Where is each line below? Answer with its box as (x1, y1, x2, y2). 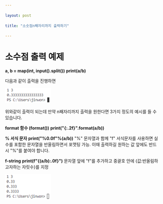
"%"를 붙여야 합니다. (10, 148, 50, 153)
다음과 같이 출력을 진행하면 (5, 78, 56, 84)
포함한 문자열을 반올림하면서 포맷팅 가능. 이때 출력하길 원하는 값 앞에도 (14, 142, 148, 148)
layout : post (5, 13, 32, 18)
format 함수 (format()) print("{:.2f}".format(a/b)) (5, 125, 105, 131)
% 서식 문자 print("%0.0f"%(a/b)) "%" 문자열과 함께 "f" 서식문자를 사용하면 (5, 135, 153, 141)
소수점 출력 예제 (5, 52, 64, 63)
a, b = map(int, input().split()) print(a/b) (5, 68, 86, 74)
